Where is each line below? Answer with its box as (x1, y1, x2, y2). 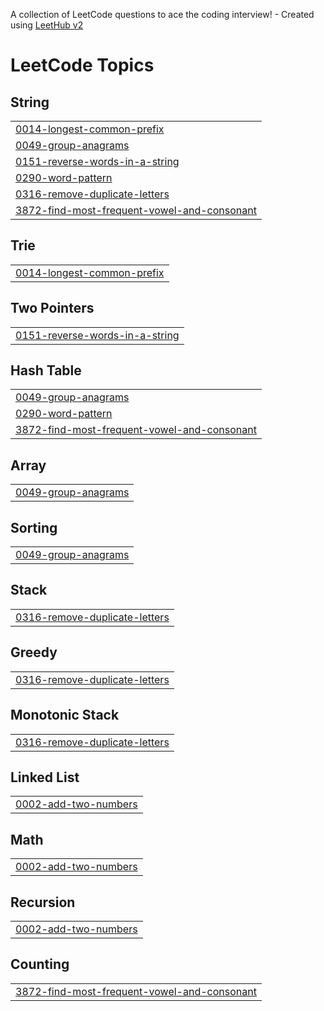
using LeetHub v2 (10, 19, 84, 31)
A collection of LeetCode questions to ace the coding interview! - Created (10, 9, 315, 20)
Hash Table (10, 362, 82, 379)
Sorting (10, 519, 58, 536)
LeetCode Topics (10, 54, 155, 77)
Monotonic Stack (10, 707, 120, 724)
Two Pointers (10, 300, 95, 317)
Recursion (10, 894, 76, 911)
